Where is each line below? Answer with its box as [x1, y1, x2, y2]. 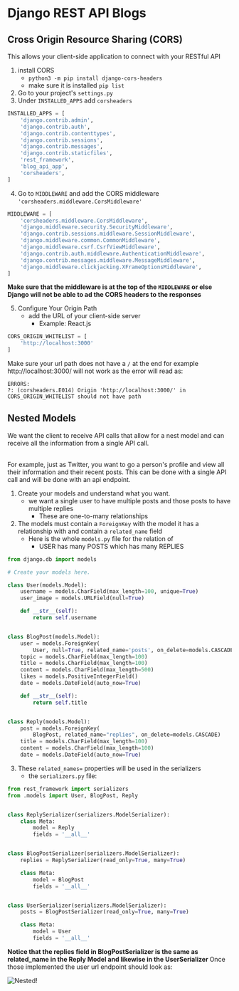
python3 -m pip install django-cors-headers [28, 75, 163, 82]
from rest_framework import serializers [7, 785, 129, 792]
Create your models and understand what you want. [17, 489, 171, 498]
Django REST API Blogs [7, 5, 147, 21]
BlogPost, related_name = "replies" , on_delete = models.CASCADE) [33, 731, 221, 738]
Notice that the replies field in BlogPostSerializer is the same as [7, 947, 198, 955]
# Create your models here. [7, 568, 91, 576]
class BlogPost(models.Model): [7, 633, 100, 640]
